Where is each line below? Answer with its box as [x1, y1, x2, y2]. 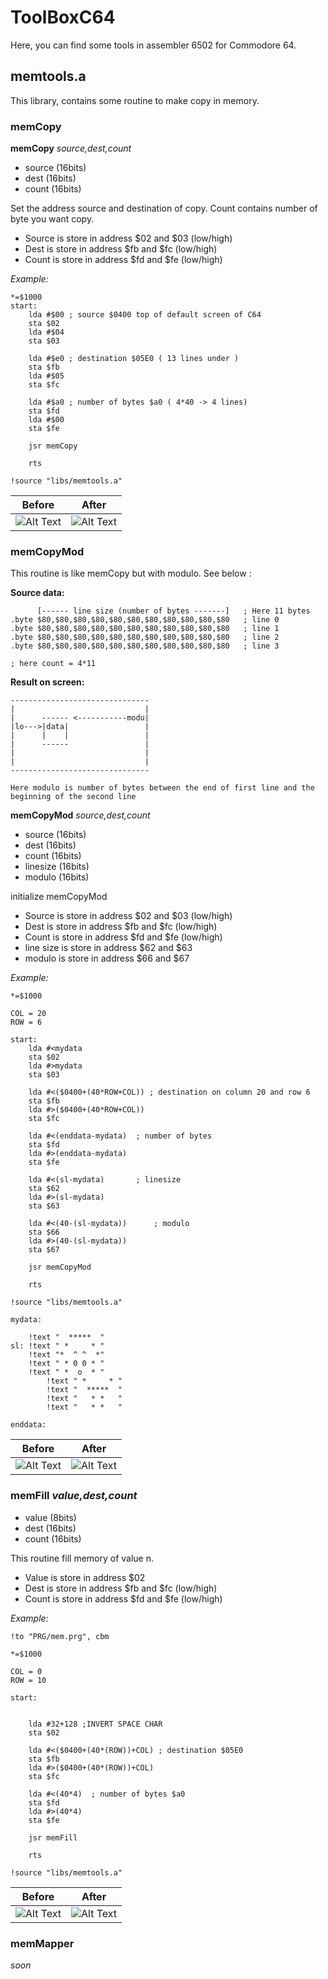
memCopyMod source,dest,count [10, 809, 151, 821]
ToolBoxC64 [10, 6, 116, 29]
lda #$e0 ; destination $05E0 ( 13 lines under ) [28, 354, 240, 364]
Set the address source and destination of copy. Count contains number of [10, 202, 318, 215]
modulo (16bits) [24, 871, 90, 883]
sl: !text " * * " [10, 1341, 105, 1351]
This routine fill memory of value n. [10, 1552, 155, 1564]
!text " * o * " [28, 1367, 105, 1378]
